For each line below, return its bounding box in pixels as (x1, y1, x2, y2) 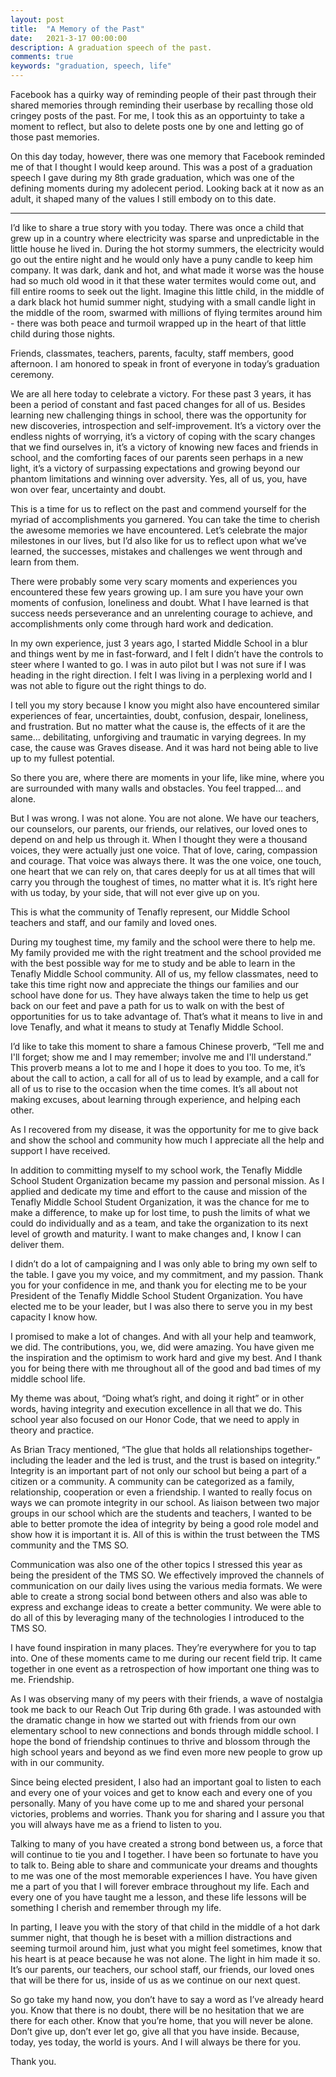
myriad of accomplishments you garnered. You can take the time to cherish (10, 514, 321, 525)
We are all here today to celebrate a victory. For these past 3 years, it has (10, 388, 312, 400)
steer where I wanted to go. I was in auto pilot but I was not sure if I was (10, 659, 307, 670)
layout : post (10, 14, 65, 25)
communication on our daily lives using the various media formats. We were (10, 1580, 323, 1591)
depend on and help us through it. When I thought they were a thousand (10, 834, 308, 845)
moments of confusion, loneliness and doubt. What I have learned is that (10, 597, 310, 608)
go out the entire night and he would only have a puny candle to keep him (10, 254, 313, 265)
